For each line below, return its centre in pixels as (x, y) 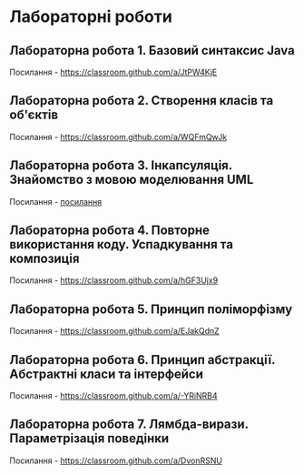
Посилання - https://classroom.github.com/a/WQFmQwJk (118, 136)
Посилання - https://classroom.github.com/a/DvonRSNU (116, 460)
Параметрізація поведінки (89, 439)
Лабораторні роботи (91, 17)
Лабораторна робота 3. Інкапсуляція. (121, 166)
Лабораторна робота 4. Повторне (110, 231)
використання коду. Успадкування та (122, 244)
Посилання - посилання (56, 201)
